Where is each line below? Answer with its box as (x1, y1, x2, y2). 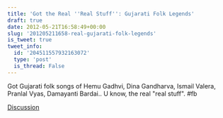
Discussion (7, 103, 40, 111)
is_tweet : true (7, 37, 52, 44)
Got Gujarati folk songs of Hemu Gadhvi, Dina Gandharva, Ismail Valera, (7, 81, 216, 90)
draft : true (7, 17, 42, 24)
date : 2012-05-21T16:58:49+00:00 (7, 23, 106, 30)
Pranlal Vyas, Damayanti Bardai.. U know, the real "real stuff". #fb (7, 89, 198, 98)
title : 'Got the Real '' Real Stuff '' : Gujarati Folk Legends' (7, 10, 195, 18)
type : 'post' (13, 56, 52, 63)
